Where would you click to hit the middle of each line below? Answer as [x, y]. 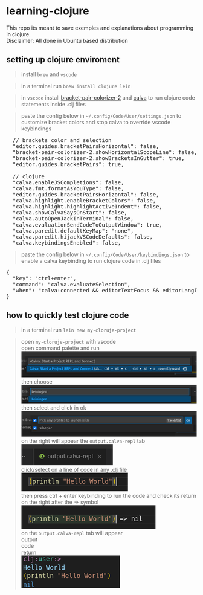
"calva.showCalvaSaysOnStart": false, [70, 212]
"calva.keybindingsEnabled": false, [67, 243]
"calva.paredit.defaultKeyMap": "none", [73, 230]
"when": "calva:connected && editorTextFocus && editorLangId [107, 290]
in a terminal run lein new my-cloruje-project [79, 330]
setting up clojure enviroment [63, 59]
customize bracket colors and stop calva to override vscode [96, 122]
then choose [37, 382]
